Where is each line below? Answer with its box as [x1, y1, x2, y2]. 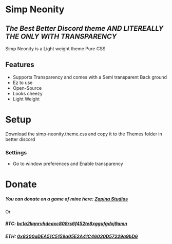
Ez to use [12, 79, 33, 86]
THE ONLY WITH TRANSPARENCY [5, 32, 117, 40]
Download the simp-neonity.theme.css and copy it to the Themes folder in [5, 131, 163, 137]
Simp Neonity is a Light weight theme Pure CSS [5, 46, 106, 52]
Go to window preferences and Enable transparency [12, 160, 123, 167]
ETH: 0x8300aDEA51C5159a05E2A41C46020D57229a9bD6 [5, 233, 138, 239]
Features [5, 60, 34, 69]
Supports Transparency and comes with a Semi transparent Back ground [12, 74, 167, 80]
